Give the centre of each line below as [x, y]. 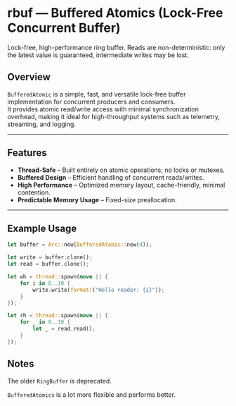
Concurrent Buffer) [64, 28]
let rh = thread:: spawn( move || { [58, 316]
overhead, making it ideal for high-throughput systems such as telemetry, [113, 116]
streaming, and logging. [41, 124]
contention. [34, 192]
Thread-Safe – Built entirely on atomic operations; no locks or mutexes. [121, 170]
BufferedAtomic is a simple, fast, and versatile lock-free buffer [97, 94]
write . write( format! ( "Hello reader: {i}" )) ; [99, 290]
